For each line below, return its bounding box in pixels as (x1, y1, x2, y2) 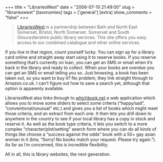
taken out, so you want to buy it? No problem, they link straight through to (5, 75, 153, 81)
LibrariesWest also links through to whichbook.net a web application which (5, 95, 156, 101)
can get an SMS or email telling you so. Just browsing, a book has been (5, 70, 149, 75)
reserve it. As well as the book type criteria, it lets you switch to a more (5, 121, 148, 127)
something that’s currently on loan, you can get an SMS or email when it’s (5, 60, 153, 65)
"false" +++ (5, 15, 29, 20)
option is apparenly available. (5, 86, 64, 91)
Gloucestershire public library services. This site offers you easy (17, 34, 147, 40)
